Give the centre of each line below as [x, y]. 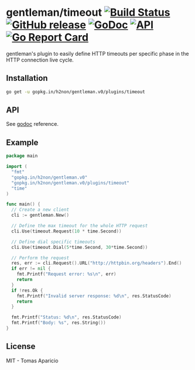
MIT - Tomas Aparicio [32, 361]
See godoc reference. [32, 124]
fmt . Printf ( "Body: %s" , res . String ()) [59, 323]
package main [22, 156]
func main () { [23, 204]
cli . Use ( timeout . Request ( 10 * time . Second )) [66, 231]
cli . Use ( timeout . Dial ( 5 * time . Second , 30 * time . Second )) [80, 247]
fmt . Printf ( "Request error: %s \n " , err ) [66, 274]
